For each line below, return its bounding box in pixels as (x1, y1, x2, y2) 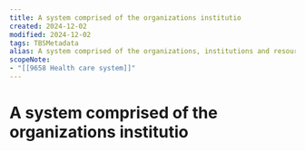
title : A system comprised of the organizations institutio (9, 13, 242, 23)
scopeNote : (9, 55, 51, 64)
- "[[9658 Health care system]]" (9, 64, 136, 73)
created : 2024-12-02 (9, 22, 88, 31)
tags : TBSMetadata (9, 38, 79, 48)
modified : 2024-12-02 (9, 30, 92, 39)
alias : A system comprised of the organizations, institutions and (9, 47, 271, 56)
